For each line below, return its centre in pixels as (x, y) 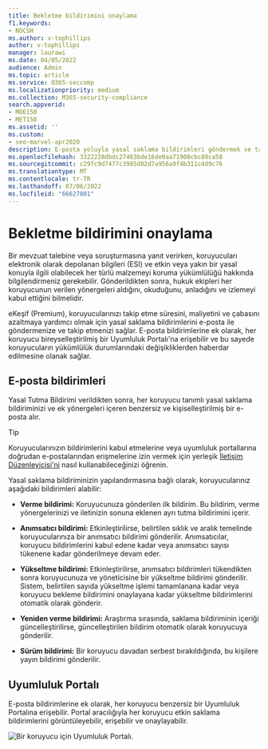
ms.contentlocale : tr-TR (49, 179)
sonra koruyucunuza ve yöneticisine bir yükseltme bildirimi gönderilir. (134, 578)
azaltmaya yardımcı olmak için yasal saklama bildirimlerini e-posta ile (122, 322)
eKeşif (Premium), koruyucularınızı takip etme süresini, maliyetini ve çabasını (134, 313)
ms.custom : (26, 134)
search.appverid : (37, 105)
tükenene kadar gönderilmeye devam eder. (90, 554)
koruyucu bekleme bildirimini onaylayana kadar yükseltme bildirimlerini (136, 595)
